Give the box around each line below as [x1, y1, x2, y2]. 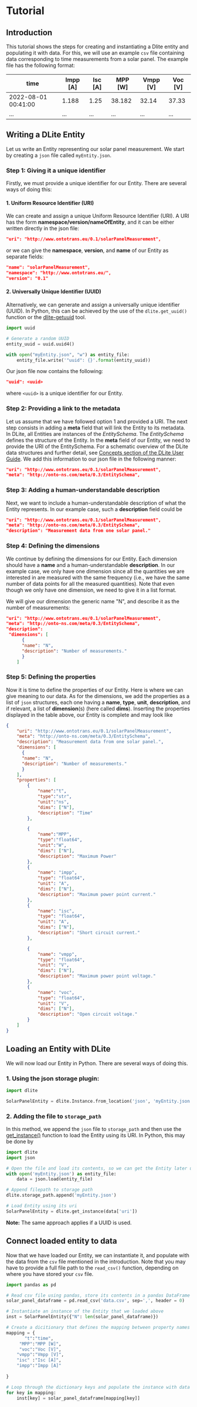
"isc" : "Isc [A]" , [16, 1357, 62, 1364]
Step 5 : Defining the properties [6, 673, 96, 681]
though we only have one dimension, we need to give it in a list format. [6, 586, 177, 593]
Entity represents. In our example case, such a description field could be [6, 505, 183, 512]
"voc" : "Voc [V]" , [19, 1346, 62, 1352]
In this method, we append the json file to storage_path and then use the [6, 1125, 182, 1132]
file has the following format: [6, 62, 75, 69]
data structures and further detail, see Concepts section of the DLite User [6, 449, 184, 456]
